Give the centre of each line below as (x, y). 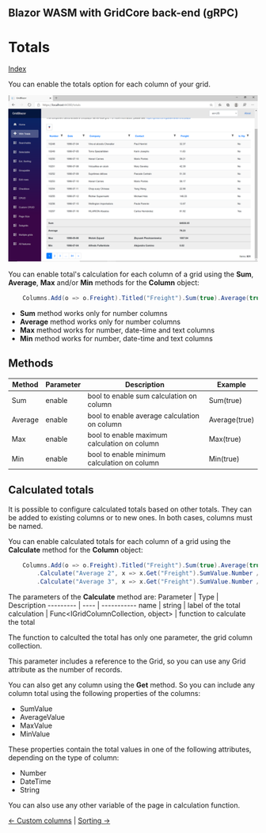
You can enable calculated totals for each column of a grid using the (120, 541)
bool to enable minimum (127, 455)
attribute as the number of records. (65, 670)
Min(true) (224, 458)
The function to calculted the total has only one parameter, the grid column (131, 637)
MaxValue (36, 726)
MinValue (35, 734)
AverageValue (42, 717)
